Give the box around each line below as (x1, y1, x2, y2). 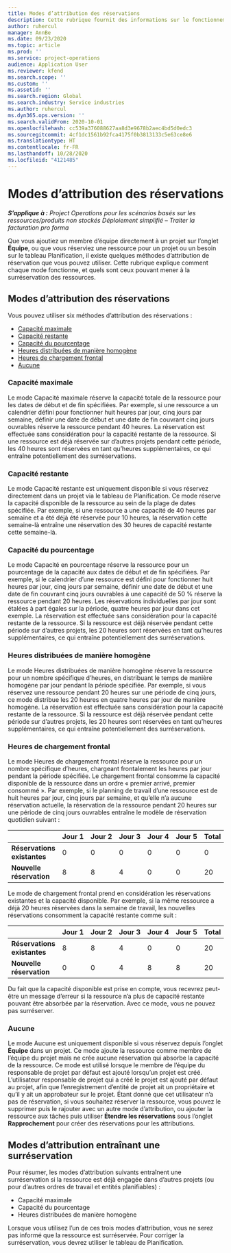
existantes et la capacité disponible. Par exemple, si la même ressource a (8, 896, 215, 905)
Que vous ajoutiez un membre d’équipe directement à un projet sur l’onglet (8, 236, 219, 245)
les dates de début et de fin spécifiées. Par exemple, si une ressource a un (8, 400, 219, 409)
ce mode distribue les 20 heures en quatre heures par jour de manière (8, 695, 206, 703)
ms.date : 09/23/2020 (8, 36, 67, 42)
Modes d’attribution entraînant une (8, 1139, 160, 1151)
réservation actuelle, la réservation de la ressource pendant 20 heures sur (8, 801, 217, 809)
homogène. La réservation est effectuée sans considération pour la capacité (8, 703, 223, 711)
